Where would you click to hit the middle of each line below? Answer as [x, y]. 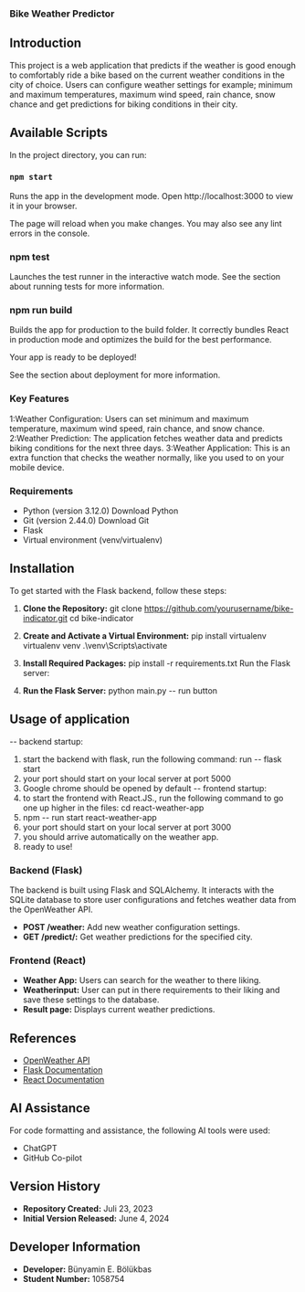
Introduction [46, 43]
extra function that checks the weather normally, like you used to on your [147, 457]
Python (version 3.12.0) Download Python [100, 511]
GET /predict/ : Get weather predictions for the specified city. [137, 937]
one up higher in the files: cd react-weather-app [113, 808]
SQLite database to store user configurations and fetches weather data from [153, 899]
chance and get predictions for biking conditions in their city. [124, 104]
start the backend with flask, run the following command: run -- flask [152, 759]
